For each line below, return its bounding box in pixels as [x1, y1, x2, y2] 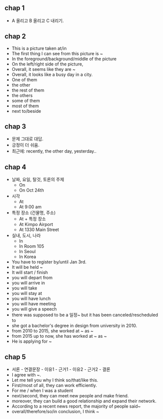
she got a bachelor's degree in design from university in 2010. [11, 322, 137, 329]
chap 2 [4, 32, 27, 41]
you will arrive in [11, 280, 45, 286]
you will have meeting [11, 301, 56, 307]
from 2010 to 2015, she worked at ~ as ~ [11, 328, 94, 334]
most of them [11, 103, 39, 109]
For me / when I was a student [11, 387, 73, 393]
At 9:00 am [19, 204, 42, 210]
